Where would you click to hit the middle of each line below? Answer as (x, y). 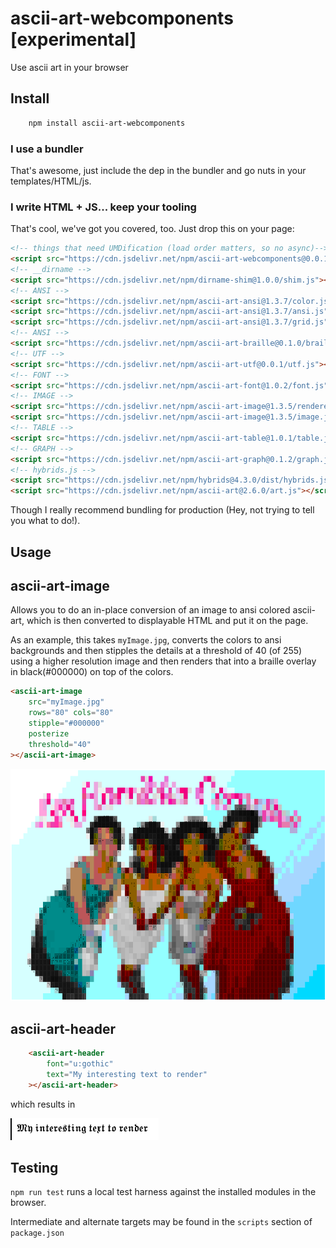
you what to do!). (45, 521)
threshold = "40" (60, 744)
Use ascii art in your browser (69, 67)
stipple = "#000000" (66, 723)
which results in (43, 1104)
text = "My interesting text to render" (127, 1074)
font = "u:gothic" (80, 1063)
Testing (34, 1167)
